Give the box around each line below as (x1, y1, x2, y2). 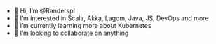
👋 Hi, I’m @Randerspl (13, 7, 75, 15)
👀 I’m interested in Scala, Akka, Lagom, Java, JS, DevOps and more (13, 14, 209, 22)
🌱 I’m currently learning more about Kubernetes (13, 22, 152, 29)
